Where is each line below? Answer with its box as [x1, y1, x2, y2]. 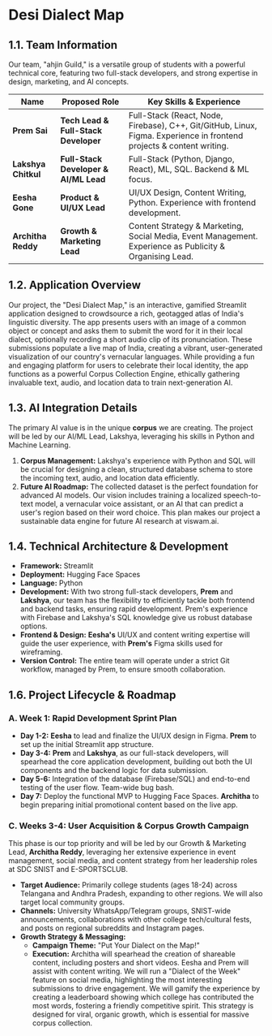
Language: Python [19, 578, 83, 588]
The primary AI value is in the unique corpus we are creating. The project [8, 422, 253, 432]
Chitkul [12, 169, 41, 179]
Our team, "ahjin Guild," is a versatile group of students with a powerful [8, 59, 245, 69]
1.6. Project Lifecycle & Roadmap [8, 688, 176, 701]
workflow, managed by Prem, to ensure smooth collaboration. [19, 664, 226, 675]
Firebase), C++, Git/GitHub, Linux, [128, 120, 257, 131]
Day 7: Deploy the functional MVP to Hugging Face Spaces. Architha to [19, 792, 259, 801]
